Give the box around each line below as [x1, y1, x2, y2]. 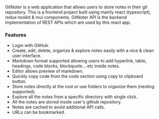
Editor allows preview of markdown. [12, 68, 84, 74]
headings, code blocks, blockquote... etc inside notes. [12, 63, 120, 69]
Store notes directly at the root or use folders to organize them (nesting [12, 84, 155, 89]
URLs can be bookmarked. [12, 109, 65, 115]
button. [12, 78, 27, 84]
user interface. [12, 53, 42, 59]
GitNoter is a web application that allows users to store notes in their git [5, 4, 148, 10]
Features [5, 31, 27, 38]
